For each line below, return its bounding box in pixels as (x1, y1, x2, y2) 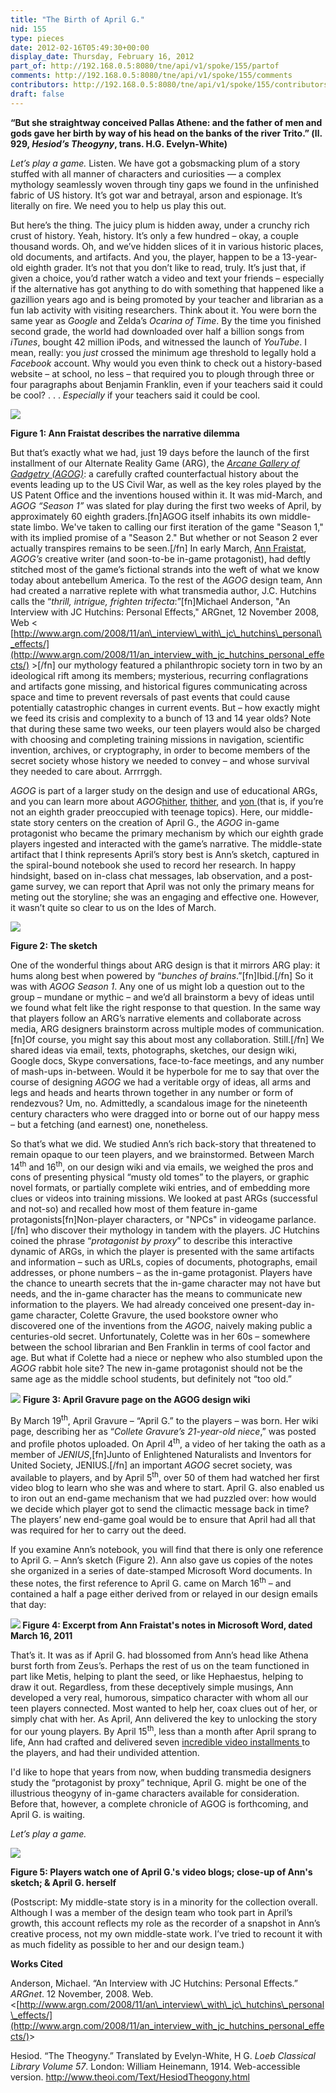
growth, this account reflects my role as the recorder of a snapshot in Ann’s (10, 1917, 321, 1929)
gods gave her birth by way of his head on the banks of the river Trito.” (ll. (10, 127, 323, 139)
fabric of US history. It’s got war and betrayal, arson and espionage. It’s (10, 189, 303, 201)
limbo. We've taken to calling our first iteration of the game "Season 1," (33, 521, 324, 533)
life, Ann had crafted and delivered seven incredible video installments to (10, 1736, 311, 1748)
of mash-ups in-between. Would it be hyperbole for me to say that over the (10, 1065, 320, 1077)
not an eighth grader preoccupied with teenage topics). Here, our (10, 806, 280, 818)
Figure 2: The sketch (10, 939, 98, 951)
